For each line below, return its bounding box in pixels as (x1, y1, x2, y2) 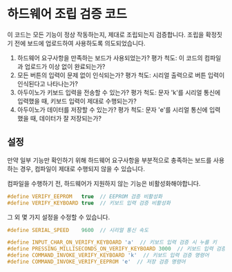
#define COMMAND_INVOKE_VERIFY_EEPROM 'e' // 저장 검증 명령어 (7, 258, 186, 265)
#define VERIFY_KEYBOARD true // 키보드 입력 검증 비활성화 (7, 200, 171, 206)
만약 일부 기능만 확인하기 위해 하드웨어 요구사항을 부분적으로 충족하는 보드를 (7, 156, 212, 164)
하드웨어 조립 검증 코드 (7, 6, 128, 22)
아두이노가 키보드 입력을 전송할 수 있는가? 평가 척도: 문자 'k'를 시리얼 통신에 (17, 88, 221, 97)
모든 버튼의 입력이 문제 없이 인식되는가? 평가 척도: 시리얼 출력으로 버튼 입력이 (17, 70, 225, 79)
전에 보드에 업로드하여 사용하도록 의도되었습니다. (14, 39, 146, 47)
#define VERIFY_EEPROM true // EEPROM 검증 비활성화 (7, 193, 163, 200)
